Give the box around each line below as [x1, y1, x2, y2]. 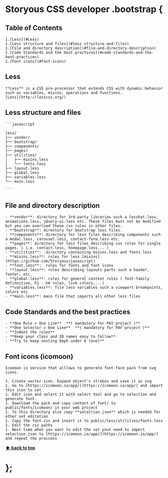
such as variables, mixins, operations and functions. [5, 90, 123, 95]
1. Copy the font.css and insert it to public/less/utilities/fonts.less [5, 419, 163, 424]
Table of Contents [5, 24, 63, 32]
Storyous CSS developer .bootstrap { [5, 4, 163, 15]
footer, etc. [5, 272, 33, 277]
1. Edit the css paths [5, 423, 53, 428]
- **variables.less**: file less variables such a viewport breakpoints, [5, 285, 163, 290]
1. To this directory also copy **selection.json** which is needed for [5, 410, 161, 415]
